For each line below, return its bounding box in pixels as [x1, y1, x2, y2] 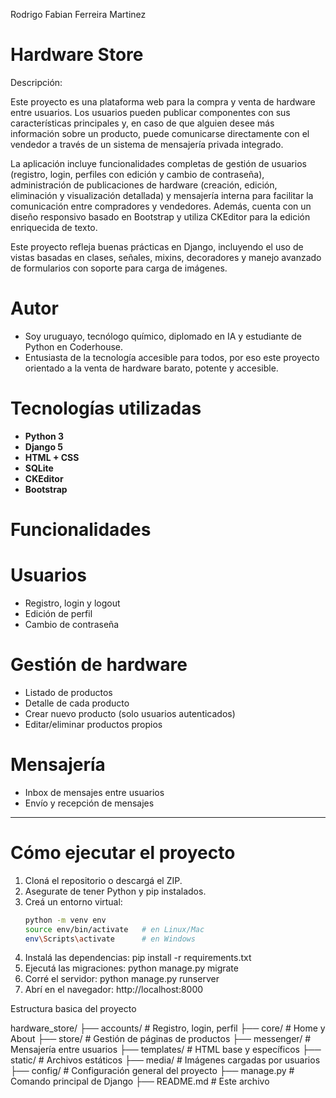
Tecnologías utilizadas [10, 397, 202, 420]
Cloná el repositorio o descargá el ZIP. [24, 874, 183, 886]
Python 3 [24, 430, 65, 442]
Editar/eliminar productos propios [24, 718, 163, 730]
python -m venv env [24, 915, 107, 925]
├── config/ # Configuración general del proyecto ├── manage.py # [10, 1065, 295, 1077]
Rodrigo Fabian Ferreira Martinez [10, 9, 147, 20]
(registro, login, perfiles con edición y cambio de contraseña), [10, 168, 265, 180]
